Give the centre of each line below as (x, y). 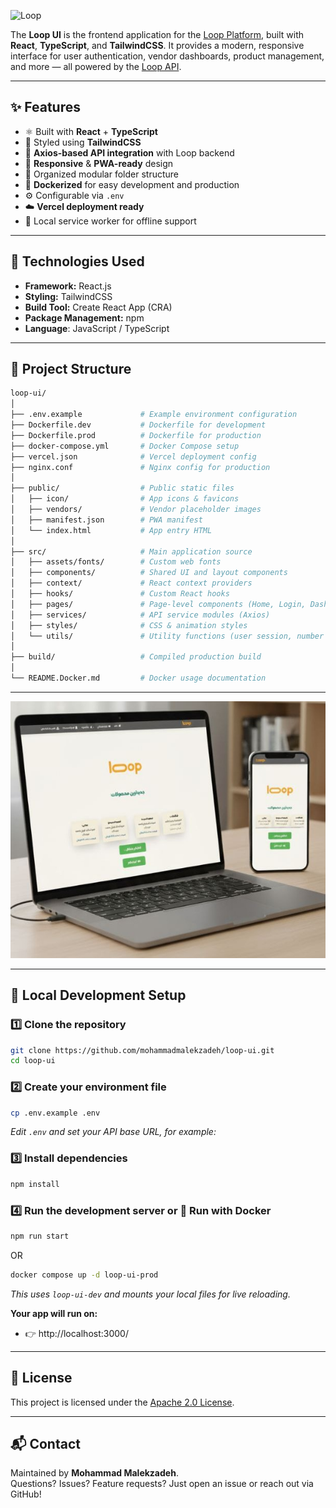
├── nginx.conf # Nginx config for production (140, 467)
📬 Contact (45, 1443)
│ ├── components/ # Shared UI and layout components (149, 573)
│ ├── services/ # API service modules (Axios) (140, 615)
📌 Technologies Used (77, 261)
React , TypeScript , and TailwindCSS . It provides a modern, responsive (157, 45)
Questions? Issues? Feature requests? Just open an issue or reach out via (162, 1484)
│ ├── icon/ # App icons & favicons (125, 499)
